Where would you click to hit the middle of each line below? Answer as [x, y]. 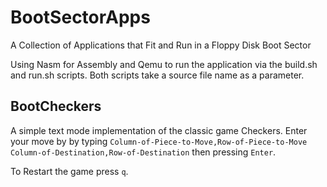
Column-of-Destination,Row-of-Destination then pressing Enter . [143, 152]
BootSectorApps [80, 17]
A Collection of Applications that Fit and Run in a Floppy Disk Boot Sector [161, 45]
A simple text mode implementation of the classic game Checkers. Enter [159, 130]
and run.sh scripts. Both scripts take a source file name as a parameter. [157, 75]
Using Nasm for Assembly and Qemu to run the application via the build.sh [164, 64]
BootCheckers [56, 106]
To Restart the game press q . [69, 171]
